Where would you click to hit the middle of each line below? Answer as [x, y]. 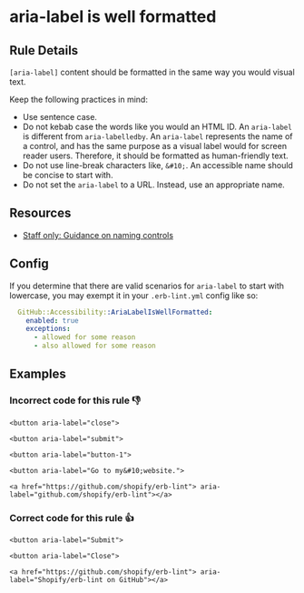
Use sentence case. [60, 117]
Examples [38, 374]
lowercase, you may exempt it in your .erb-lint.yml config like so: [134, 295]
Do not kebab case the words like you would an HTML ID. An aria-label [157, 126]
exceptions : [48, 329]
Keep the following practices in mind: [78, 99]
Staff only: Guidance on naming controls [98, 235]
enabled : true [52, 320]
